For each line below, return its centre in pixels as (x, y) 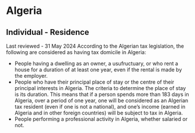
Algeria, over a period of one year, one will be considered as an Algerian (101, 100)
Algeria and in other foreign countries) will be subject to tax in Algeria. (99, 113)
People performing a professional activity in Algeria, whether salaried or (101, 119)
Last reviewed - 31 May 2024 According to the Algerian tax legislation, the (95, 46)
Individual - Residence (48, 32)
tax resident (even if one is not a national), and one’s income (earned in (100, 107)
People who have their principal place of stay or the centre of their (94, 82)
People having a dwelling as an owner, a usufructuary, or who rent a (96, 63)
